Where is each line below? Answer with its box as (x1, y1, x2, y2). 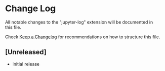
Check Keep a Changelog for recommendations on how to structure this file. (5, 34, 161, 40)
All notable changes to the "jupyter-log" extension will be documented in (5, 19, 153, 25)
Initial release (12, 61, 40, 67)
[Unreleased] (5, 48, 47, 56)
